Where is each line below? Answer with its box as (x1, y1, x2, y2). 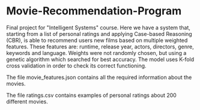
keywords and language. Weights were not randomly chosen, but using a (6, 49, 187, 56)
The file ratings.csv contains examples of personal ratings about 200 (6, 91, 177, 99)
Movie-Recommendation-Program (6, 4, 182, 18)
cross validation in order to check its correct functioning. (6, 62, 147, 69)
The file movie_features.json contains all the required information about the (6, 74, 192, 81)
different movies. (6, 97, 48, 105)
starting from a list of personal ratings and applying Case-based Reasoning (6, 30, 192, 37)
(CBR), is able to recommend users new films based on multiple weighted (6, 36, 188, 44)
